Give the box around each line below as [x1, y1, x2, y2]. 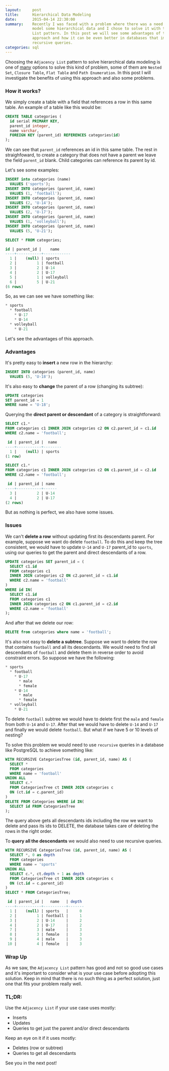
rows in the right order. [5, 828, 53, 834]
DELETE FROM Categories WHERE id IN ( [5, 799, 84, 804]
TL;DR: [5, 993, 23, 1000]
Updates [12, 1020, 31, 1026]
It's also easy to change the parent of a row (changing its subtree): [5, 383, 144, 389]
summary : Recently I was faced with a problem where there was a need [5, 21, 163, 27]
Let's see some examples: [5, 167, 59, 173]
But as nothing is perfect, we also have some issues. [5, 509, 114, 515]
